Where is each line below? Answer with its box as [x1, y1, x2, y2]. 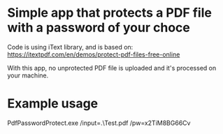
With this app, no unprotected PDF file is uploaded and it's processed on [7, 64, 217, 72]
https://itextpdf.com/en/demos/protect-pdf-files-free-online [7, 50, 180, 59]
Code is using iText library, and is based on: [7, 43, 134, 51]
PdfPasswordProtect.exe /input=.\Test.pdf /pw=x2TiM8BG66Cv [7, 119, 191, 127]
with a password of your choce [7, 20, 190, 36]
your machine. [7, 71, 49, 80]
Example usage [7, 96, 99, 112]
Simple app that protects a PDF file [7, 5, 212, 21]
